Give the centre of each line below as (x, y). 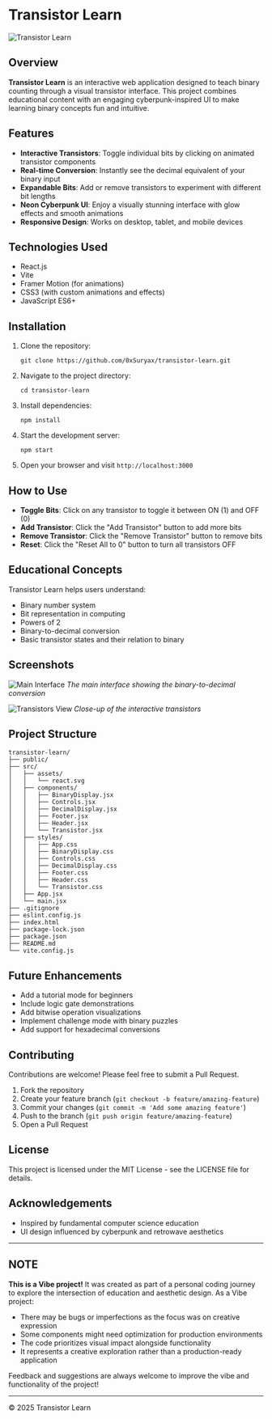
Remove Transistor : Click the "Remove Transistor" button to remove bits (141, 536)
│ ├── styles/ (36, 838)
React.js (34, 267)
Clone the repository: (55, 346)
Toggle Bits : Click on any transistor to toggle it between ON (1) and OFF (140, 510)
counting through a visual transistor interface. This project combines (123, 91)
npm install (40, 421)
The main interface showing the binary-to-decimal (151, 684)
